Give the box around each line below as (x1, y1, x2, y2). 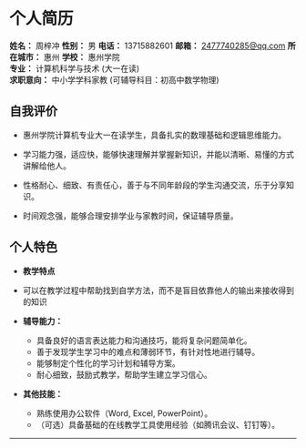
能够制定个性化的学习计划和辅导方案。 (36, 357, 180, 369)
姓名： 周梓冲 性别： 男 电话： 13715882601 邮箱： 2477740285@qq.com (9, 40, 286, 51)
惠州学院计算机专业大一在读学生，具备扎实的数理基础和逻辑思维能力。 (22, 129, 287, 140)
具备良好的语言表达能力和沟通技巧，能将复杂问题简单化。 (36, 334, 252, 346)
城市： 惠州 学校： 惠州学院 (16, 51, 120, 62)
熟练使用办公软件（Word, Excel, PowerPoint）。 (36, 407, 213, 419)
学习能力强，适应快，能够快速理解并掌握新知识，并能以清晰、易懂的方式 (22, 148, 294, 159)
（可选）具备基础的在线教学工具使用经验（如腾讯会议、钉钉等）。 (36, 419, 280, 430)
